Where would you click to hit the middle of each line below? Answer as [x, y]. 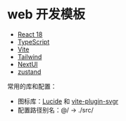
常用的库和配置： [32, 86]
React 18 [30, 34]
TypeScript [33, 42]
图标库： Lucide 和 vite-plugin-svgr [68, 101]
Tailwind [30, 56]
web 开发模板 [46, 14]
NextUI [27, 64]
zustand [29, 72]
